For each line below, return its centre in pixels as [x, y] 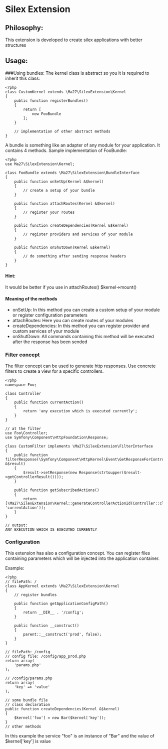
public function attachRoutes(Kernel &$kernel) [64, 203]
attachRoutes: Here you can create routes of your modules [73, 321]
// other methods [23, 726]
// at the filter [23, 428]
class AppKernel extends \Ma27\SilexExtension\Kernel [62, 586]
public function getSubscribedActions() [57, 490]
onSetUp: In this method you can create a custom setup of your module [86, 310]
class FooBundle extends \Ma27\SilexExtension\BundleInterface [72, 173]
